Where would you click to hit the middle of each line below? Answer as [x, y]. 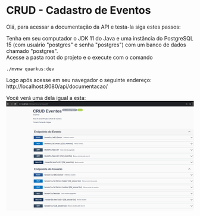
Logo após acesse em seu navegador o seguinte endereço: [79, 80]
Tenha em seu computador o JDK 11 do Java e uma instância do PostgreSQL [100, 38]
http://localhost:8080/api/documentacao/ [57, 86]
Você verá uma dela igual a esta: [46, 98]
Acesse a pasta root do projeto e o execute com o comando [79, 57]
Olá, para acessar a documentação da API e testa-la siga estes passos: [93, 27]
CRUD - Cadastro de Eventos [79, 10]
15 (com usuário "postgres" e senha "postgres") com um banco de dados [96, 45]
